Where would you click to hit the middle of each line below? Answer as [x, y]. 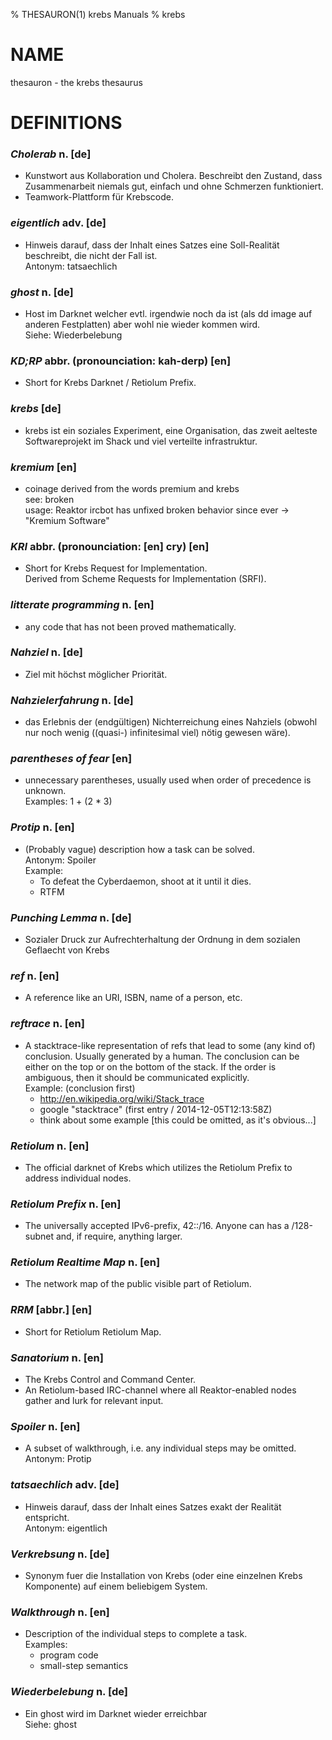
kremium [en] [43, 467]
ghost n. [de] [42, 292]
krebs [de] [36, 409]
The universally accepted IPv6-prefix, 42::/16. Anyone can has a [157, 1226]
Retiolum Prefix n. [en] [66, 1204]
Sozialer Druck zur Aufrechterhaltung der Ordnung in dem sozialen [162, 939]
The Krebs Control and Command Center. [110, 1380]
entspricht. [47, 1517]
